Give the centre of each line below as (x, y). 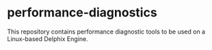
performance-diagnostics (82, 13)
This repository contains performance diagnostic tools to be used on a (106, 32)
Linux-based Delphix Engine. (48, 38)
